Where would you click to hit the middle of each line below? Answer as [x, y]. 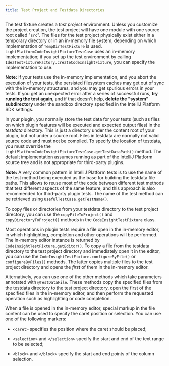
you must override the [28, 146]
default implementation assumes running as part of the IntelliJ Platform [79, 157]
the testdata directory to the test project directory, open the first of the [78, 288]
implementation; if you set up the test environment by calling [68, 57]
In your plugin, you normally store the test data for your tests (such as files [83, 119]
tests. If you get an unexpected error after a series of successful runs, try [81, 93]
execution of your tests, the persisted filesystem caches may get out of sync [85, 83]
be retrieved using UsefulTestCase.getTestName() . [57, 199]
